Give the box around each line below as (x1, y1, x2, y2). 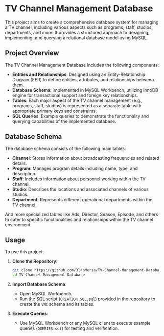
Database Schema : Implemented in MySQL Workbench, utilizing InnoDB (12, 87, 158, 93)
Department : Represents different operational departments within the (12, 196, 153, 202)
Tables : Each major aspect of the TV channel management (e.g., (12, 97, 143, 103)
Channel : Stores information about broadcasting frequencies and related (12, 155, 160, 161)
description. (12, 170, 37, 176)
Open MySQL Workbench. (19, 291, 72, 297)
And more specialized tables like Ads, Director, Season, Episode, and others (5, 211, 158, 217)
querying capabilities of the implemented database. (12, 118, 117, 124)
